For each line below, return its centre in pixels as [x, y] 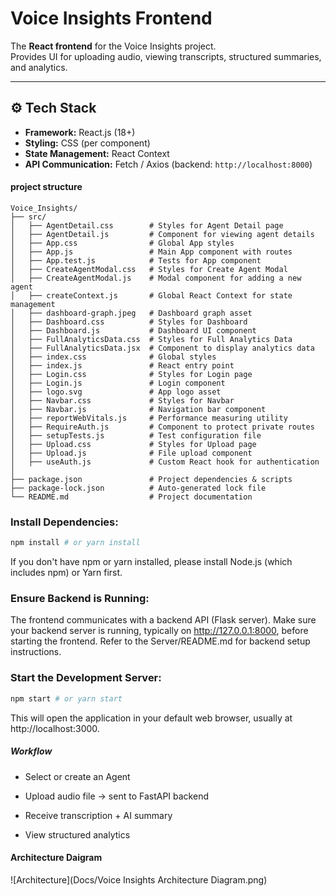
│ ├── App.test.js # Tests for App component [136, 260]
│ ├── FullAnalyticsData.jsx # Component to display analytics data [162, 348]
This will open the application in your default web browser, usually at [151, 718]
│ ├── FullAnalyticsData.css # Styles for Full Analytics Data [151, 339]
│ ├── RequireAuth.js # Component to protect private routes [162, 427]
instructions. [36, 652]
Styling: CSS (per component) [87, 143]
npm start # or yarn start [66, 698]
